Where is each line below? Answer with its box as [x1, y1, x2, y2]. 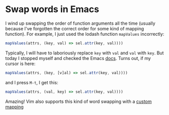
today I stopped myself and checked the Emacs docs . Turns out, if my [5, 55, 151, 61]
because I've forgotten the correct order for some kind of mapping [5, 25, 144, 31]
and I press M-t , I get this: [5, 79, 58, 85]
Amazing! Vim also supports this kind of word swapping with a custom [5, 98, 152, 104]
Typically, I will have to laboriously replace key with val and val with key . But [5, 49, 164, 56]
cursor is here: [5, 61, 35, 67]
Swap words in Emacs [5, 4, 100, 15]
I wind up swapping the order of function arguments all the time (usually [5, 20, 156, 26]
